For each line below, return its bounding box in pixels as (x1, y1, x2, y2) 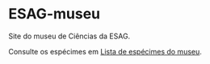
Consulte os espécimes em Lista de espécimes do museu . (8, 46, 202, 56)
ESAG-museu (8, 5, 101, 23)
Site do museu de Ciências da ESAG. (8, 31, 131, 41)
